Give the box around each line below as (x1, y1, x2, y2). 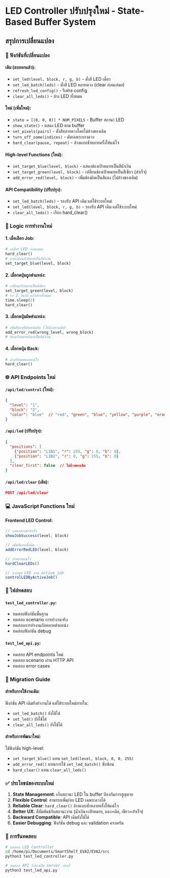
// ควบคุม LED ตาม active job (5, 570, 64, 576)
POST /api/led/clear (5, 491, 49, 496)
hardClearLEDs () (5, 561, 39, 566)
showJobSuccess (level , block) (5, 533, 69, 538)
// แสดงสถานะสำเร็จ (5, 529, 37, 534)
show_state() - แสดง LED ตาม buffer (12, 122, 85, 128)
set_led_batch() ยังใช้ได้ (12, 710, 61, 716)
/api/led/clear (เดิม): (5, 478, 49, 485)
